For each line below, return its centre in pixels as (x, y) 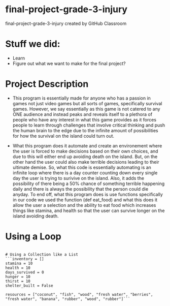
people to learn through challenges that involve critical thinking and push (89, 125)
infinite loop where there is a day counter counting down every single (85, 173)
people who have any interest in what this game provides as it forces (84, 119)
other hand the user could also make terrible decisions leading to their (86, 162)
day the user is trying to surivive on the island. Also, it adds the (78, 178)
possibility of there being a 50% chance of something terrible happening (89, 183)
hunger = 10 (18, 277)
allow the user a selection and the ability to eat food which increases (84, 205)
